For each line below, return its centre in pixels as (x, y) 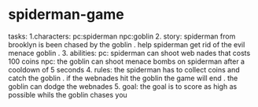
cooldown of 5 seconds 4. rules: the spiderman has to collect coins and (124, 69)
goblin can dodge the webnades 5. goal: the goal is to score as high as (123, 86)
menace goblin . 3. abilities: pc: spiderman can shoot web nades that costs (129, 53)
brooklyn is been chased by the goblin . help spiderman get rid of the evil (127, 44)
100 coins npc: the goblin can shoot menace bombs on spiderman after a (127, 61)
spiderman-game (66, 15)
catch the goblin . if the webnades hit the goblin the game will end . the (123, 78)
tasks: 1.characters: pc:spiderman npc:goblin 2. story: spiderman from (122, 36)
